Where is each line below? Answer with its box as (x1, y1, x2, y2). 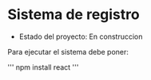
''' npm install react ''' (7, 62, 79, 72)
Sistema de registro (7, 6, 141, 24)
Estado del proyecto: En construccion (18, 32, 143, 41)
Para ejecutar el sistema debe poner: (7, 47, 129, 56)
